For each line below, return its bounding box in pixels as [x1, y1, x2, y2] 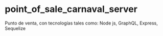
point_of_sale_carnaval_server [5, 3, 137, 15]
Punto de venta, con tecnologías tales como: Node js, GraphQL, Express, [5, 20, 158, 26]
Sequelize [5, 25, 26, 31]
